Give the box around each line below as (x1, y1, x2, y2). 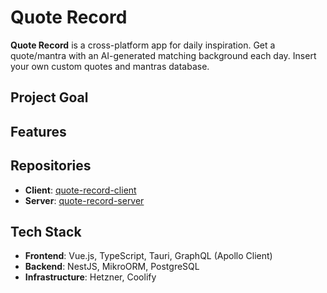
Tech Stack (10, 223, 82, 240)
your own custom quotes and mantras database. (10, 60, 210, 72)
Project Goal (10, 89, 89, 106)
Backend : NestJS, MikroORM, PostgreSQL (24, 261, 200, 273)
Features (10, 123, 67, 140)
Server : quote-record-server (24, 194, 145, 206)
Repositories (10, 157, 92, 175)
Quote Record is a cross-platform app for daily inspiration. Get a (10, 39, 276, 51)
